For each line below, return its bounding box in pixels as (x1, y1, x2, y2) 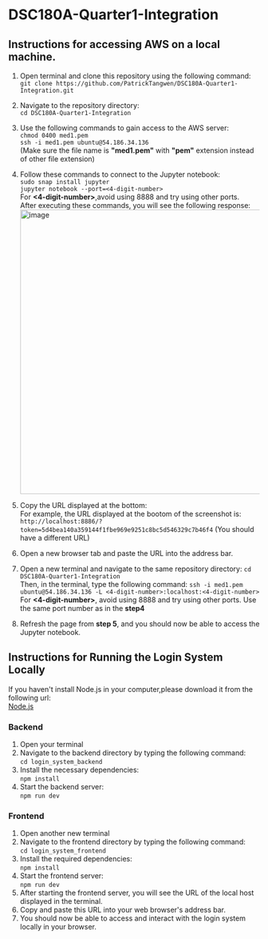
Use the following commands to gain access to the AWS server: (19, 123, 230, 133)
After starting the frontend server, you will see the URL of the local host (19, 888, 254, 897)
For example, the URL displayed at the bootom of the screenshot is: (19, 509, 242, 518)
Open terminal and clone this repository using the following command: (19, 71, 251, 81)
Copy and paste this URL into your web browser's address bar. (19, 905, 226, 915)
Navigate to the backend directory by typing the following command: (19, 748, 246, 757)
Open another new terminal (19, 829, 110, 838)
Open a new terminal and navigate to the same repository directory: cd (19, 564, 251, 573)
